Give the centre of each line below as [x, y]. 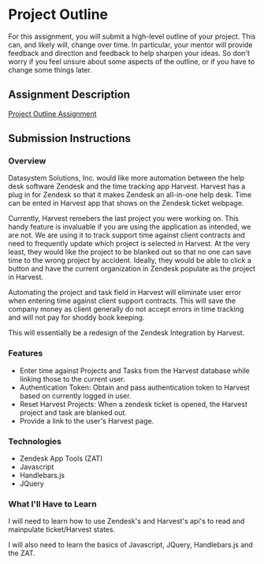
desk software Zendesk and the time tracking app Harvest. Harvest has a [127, 186]
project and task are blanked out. [73, 413]
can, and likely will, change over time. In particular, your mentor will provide [131, 44]
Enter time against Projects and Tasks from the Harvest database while [134, 370]
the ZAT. [22, 553]
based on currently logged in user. [75, 395]
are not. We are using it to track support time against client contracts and [127, 235]
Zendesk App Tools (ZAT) [61, 458]
